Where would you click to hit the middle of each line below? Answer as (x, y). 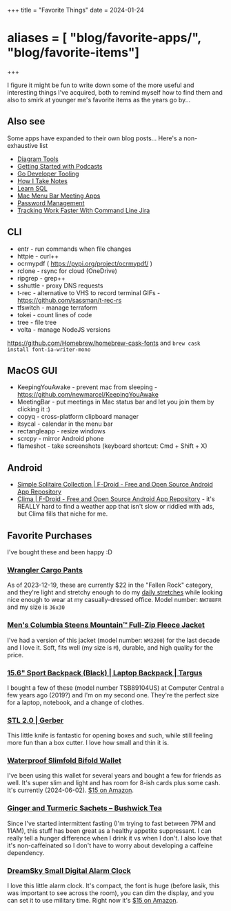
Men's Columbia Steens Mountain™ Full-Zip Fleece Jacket (106, 625)
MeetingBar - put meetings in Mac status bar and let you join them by (115, 402)
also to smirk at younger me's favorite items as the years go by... (99, 100)
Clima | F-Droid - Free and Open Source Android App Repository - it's (116, 499)
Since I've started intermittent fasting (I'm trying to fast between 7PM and (111, 823)
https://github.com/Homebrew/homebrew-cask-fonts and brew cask (104, 343)
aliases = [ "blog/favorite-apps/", (104, 38)
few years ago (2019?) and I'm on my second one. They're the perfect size (113, 695)
